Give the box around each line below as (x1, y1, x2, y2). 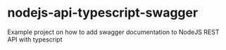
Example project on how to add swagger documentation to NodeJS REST (7, 28, 220, 36)
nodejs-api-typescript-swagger (7, 5, 199, 21)
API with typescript (7, 35, 63, 43)
